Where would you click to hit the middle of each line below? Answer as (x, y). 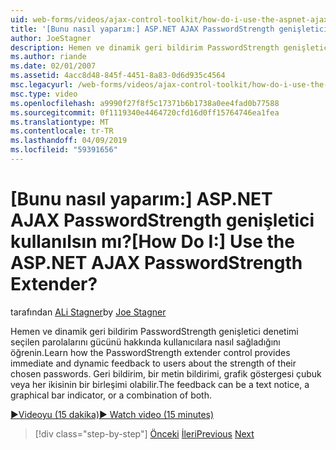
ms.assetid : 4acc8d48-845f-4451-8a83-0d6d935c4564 (118, 76)
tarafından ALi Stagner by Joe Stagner (88, 312)
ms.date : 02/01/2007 (53, 66)
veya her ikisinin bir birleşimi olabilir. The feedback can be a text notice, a (160, 384)
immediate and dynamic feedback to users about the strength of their (153, 363)
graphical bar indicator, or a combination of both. (111, 395)
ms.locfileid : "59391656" (64, 150)
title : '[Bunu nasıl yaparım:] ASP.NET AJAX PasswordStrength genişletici (169, 29)
